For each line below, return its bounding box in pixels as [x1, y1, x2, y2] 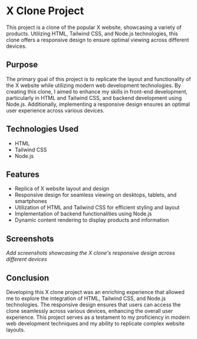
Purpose [6, 60, 38, 70]
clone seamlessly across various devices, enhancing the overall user [6, 308, 173, 314]
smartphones [14, 198, 47, 205]
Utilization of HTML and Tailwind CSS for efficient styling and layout [14, 204, 180, 211]
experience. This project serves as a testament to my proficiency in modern [6, 314, 190, 321]
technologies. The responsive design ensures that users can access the [6, 301, 181, 308]
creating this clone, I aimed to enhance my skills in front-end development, [6, 88, 188, 95]
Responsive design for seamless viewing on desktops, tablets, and [14, 191, 177, 199]
